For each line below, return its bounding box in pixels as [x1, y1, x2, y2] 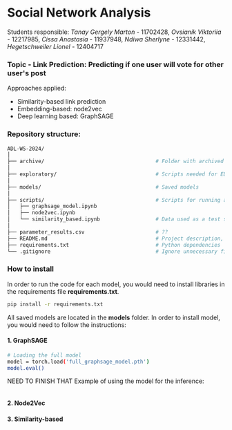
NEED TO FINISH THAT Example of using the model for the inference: [7, 377, 205, 385]
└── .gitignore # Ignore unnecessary [7, 247, 217, 255]
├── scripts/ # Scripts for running [7, 196, 221, 203]
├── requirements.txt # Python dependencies [7, 241, 221, 248]
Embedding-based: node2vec [17, 105, 102, 113]
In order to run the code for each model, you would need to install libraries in [7, 280, 225, 288]
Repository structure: [7, 129, 81, 139]
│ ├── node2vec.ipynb [7, 209, 76, 216]
